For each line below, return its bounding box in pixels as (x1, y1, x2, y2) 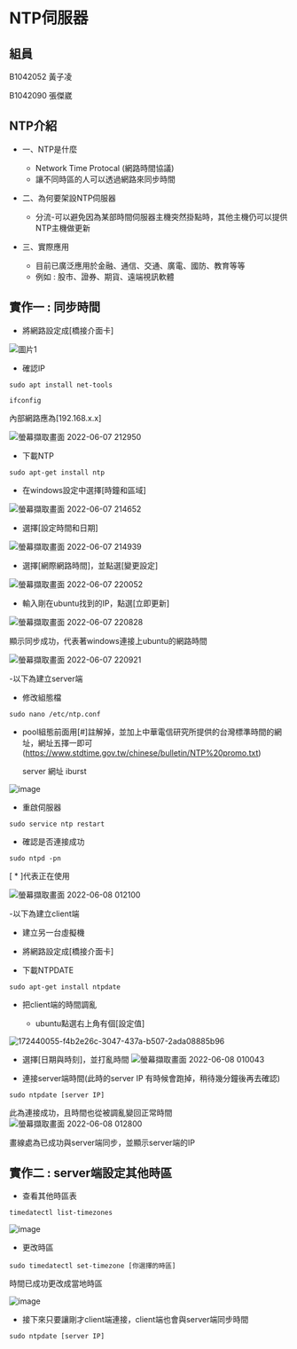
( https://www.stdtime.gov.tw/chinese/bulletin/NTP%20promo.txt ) (21, 747, 262, 758)
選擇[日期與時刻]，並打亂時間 (21, 1054, 130, 1064)
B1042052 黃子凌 (9, 72, 73, 82)
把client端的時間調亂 (21, 999, 98, 1009)
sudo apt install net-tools (9, 380, 113, 389)
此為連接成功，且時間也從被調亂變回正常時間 (9, 1107, 173, 1118)
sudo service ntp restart (9, 820, 105, 828)
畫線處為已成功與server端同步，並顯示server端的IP (9, 1137, 195, 1148)
